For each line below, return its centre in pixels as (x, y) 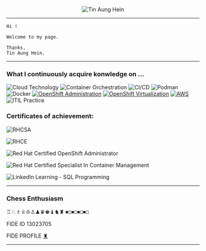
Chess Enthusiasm (35, 198)
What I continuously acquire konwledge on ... (75, 74)
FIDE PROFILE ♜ (27, 236)
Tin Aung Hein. (26, 53)
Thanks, (16, 48)
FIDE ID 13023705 (29, 224)
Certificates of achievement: (50, 116)
